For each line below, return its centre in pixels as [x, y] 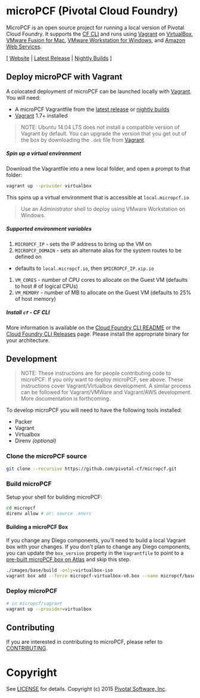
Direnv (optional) [35, 441]
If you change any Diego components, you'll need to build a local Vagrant [96, 540]
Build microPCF [29, 484]
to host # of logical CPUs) [46, 286]
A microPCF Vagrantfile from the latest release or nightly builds [92, 109]
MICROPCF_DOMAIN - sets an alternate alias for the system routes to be [98, 250]
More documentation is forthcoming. [66, 399]
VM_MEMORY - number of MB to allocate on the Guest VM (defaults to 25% [103, 292]
